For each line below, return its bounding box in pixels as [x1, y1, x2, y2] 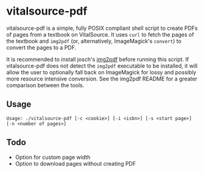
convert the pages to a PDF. [6, 44, 77, 51]
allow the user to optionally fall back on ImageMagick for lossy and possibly [6, 68, 197, 76]
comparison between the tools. [6, 81, 85, 89]
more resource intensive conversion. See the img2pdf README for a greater [6, 75, 198, 82]
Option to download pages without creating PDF [15, 160, 136, 167]
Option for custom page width [15, 154, 91, 161]
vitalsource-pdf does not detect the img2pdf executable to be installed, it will [6, 62, 198, 69]
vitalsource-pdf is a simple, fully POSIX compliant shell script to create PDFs [6, 24, 198, 32]
